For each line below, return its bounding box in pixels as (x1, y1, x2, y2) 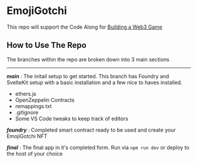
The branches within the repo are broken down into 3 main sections (6, 56, 170, 63)
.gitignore (15, 109, 39, 116)
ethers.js (15, 90, 37, 97)
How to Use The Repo (6, 40, 87, 50)
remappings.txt (15, 102, 52, 109)
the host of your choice (6, 150, 63, 157)
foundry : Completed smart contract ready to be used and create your (6, 126, 176, 133)
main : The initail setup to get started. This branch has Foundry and (6, 72, 170, 79)
